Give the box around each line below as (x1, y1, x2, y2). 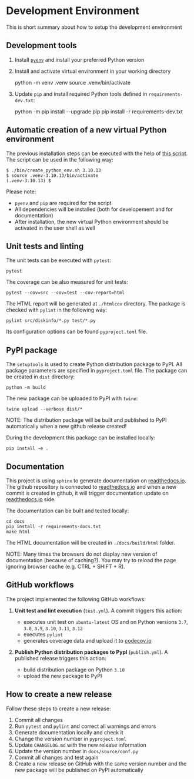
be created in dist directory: (6, 373, 75, 380)
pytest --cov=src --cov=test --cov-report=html (6, 290, 125, 296)
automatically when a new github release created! (6, 423, 127, 430)
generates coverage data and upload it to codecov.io (23, 637, 152, 644)
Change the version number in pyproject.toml (14, 735, 127, 742)
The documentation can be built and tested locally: (6, 507, 129, 514)
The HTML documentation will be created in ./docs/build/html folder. (6, 539, 175, 546)
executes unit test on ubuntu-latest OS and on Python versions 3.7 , (23, 618, 188, 625)
